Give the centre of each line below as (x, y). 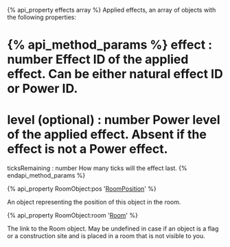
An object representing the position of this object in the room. (94, 202)
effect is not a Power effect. (88, 149)
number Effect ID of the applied (98, 59)
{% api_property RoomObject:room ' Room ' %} (73, 215)
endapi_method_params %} (46, 176)
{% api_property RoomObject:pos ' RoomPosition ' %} (82, 189)
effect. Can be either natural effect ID (115, 74)
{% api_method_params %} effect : (110, 45)
